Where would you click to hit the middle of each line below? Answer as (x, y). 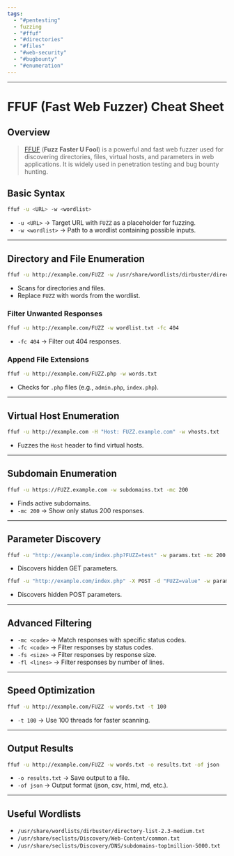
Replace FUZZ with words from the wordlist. (79, 295)
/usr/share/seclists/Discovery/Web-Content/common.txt (99, 839)
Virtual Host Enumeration (63, 416)
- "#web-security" (40, 53)
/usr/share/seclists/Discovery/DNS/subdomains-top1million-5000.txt (119, 846)
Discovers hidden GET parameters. (68, 568)
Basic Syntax (36, 194)
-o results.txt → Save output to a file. (73, 778)
